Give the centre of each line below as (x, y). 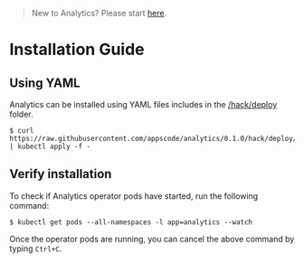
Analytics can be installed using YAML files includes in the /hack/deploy (143, 104)
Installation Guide (77, 50)
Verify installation (61, 174)
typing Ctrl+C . (36, 249)
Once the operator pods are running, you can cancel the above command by (152, 239)
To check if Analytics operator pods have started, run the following (134, 196)
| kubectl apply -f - (50, 146)
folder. (21, 114)
